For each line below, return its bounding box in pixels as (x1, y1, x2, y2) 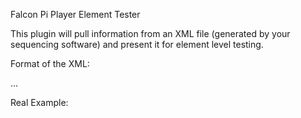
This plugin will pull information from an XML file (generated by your (10, 28, 291, 39)
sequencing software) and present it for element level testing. (10, 39, 264, 50)
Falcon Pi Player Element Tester (10, 9, 141, 20)
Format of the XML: (10, 58, 90, 69)
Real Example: (10, 97, 69, 108)
